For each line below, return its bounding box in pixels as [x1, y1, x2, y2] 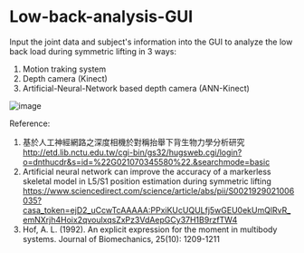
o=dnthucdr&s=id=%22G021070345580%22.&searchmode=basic [22, 156, 271, 167]
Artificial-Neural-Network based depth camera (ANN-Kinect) [22, 83, 251, 93]
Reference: [9, 118, 51, 129]
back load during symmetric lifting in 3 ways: [9, 45, 177, 56]
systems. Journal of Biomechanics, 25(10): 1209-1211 [22, 233, 220, 244]
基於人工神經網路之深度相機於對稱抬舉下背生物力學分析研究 [22, 136, 245, 147]
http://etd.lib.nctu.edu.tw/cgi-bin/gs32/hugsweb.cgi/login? [22, 147, 242, 158]
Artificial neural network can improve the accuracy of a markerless [22, 166, 271, 177]
